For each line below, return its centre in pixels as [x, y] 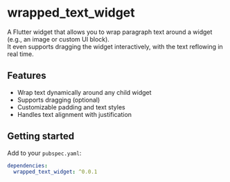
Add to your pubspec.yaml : [44, 153]
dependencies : [28, 165]
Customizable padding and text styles [71, 107]
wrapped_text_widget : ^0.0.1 [55, 172]
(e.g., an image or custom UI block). [58, 39]
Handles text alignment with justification [74, 114]
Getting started [41, 136]
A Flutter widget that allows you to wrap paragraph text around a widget [110, 32]
